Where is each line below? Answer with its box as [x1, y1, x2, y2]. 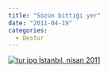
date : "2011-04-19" [8, 19, 73, 27]
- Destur [15, 33, 44, 42]
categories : [8, 26, 48, 34]
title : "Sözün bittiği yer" [8, 11, 102, 20]
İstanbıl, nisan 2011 [38, 56, 101, 65]
